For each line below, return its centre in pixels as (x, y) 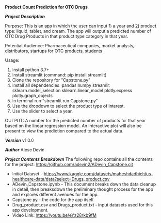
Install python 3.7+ (31, 70)
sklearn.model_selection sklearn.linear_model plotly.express (72, 90)
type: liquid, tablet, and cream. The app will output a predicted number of (78, 31)
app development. (30, 210)
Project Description (25, 16)
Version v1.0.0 (19, 140)
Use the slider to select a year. (42, 111)
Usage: (12, 60)
